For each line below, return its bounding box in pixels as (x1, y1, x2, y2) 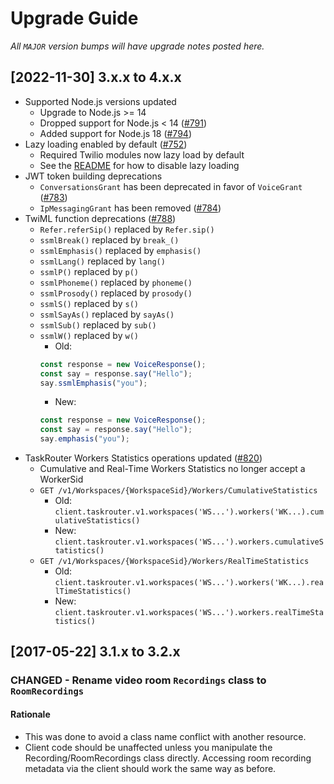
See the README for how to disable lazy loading (39, 159, 240, 171)
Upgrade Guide (10, 7, 139, 30)
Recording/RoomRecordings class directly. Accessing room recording (24, 752, 312, 764)
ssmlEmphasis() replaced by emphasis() (39, 244, 202, 256)
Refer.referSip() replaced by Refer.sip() (39, 223, 215, 235)
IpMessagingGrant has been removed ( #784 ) (39, 202, 222, 214)
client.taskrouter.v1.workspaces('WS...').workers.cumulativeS (54, 537, 324, 547)
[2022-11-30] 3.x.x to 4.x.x (10, 69, 182, 86)
